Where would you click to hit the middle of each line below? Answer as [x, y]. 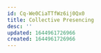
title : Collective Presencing [51, 20]
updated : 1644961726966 [42, 33]
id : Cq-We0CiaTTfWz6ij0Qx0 [46, 13]
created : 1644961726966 [42, 39]
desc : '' [20, 26]
